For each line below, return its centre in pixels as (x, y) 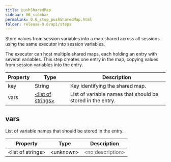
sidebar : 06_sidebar (27, 15)
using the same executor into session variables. (55, 44)
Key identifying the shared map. (108, 86)
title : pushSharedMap (28, 10)
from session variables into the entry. (44, 65)
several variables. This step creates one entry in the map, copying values (82, 60)
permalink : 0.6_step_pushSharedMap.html (49, 19)
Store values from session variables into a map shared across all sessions (83, 39)
